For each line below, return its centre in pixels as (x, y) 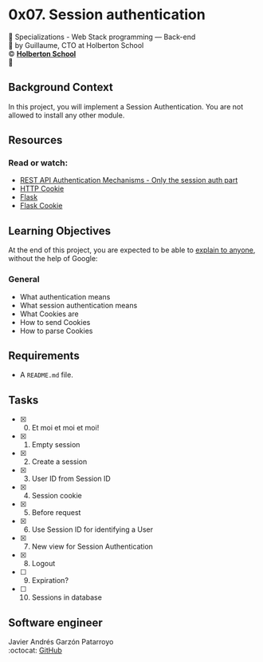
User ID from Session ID (71, 479)
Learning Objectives (60, 230)
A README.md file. (46, 375)
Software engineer (55, 622)
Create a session (59, 462)
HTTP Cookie (42, 188)
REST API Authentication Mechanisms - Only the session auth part (129, 180)
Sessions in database (67, 597)
